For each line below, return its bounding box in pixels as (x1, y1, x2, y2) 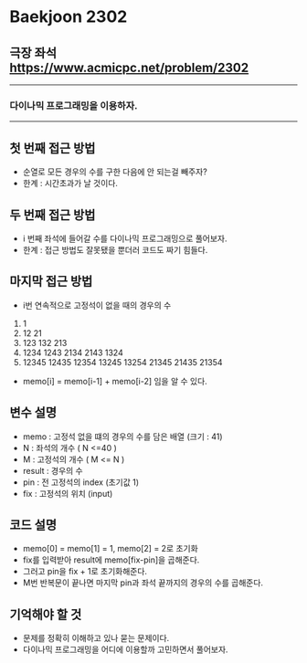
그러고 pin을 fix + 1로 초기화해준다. (22, 566, 148, 577)
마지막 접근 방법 (9, 274, 93, 289)
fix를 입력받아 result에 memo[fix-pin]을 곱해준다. (22, 554, 200, 565)
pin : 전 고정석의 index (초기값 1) (22, 477, 140, 488)
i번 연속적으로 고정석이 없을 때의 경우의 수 (22, 300, 172, 310)
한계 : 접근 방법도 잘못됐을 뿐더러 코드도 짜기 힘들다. (22, 244, 208, 255)
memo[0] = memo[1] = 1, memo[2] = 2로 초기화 (22, 543, 198, 554)
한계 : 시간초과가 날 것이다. (22, 178, 119, 189)
